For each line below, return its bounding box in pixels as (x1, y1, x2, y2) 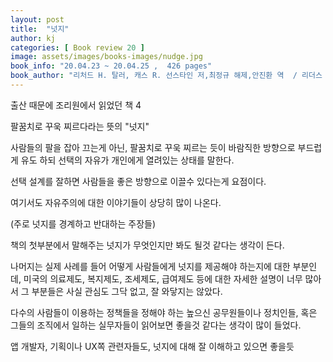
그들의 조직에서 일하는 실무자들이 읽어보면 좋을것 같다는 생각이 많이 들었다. (10, 319, 302, 331)
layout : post (10, 14, 65, 25)
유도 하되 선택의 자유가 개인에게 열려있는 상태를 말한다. (20, 154, 235, 166)
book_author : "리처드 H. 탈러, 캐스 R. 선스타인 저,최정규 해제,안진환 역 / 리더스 (10, 71, 323, 81)
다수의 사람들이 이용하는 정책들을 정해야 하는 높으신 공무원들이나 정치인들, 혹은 (10, 306, 318, 318)
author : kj (10, 33, 56, 43)
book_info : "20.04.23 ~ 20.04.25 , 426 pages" (10, 61, 213, 71)
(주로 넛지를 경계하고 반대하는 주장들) (10, 217, 157, 230)
